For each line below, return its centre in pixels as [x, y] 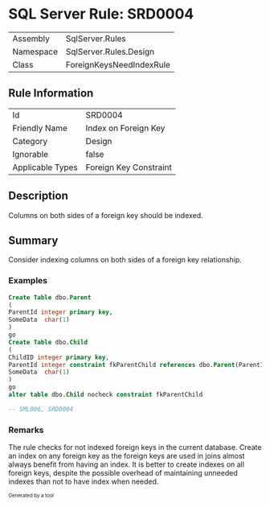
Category [30, 141]
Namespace [35, 52]
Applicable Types [45, 167]
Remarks [26, 430]
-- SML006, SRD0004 [41, 409]
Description [38, 196]
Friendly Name [40, 128]
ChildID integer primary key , [59, 357]
